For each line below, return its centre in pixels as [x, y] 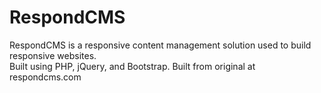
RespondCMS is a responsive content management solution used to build [160, 45]
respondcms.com [45, 77]
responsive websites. [53, 55]
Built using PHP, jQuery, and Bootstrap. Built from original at [132, 66]
